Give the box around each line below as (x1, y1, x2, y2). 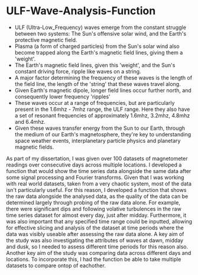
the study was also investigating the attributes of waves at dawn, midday (6, 236, 184, 244)
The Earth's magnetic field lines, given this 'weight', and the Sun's (14, 61, 176, 69)
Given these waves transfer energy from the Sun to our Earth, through (14, 124, 185, 132)
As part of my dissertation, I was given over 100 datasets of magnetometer (6, 155, 188, 162)
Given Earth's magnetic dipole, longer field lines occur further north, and (14, 87, 192, 94)
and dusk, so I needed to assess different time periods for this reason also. (6, 243, 188, 250)
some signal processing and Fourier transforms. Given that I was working (6, 174, 184, 181)
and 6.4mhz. (14, 118, 46, 125)
